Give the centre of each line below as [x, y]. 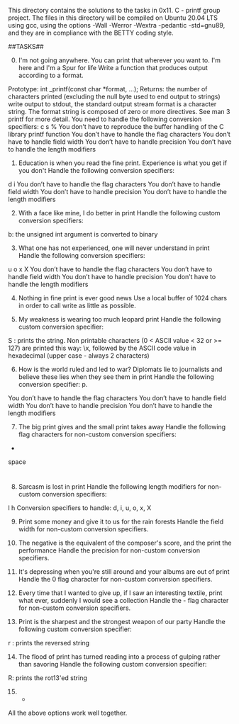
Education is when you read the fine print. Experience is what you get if [123, 163]
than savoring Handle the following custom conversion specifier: [112, 664]
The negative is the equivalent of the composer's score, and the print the [125, 543]
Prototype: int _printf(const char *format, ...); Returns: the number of [108, 89]
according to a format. [51, 75]
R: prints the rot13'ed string [48, 678]
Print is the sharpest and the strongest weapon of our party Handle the [122, 622]
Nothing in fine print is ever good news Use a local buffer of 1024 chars [123, 298]
